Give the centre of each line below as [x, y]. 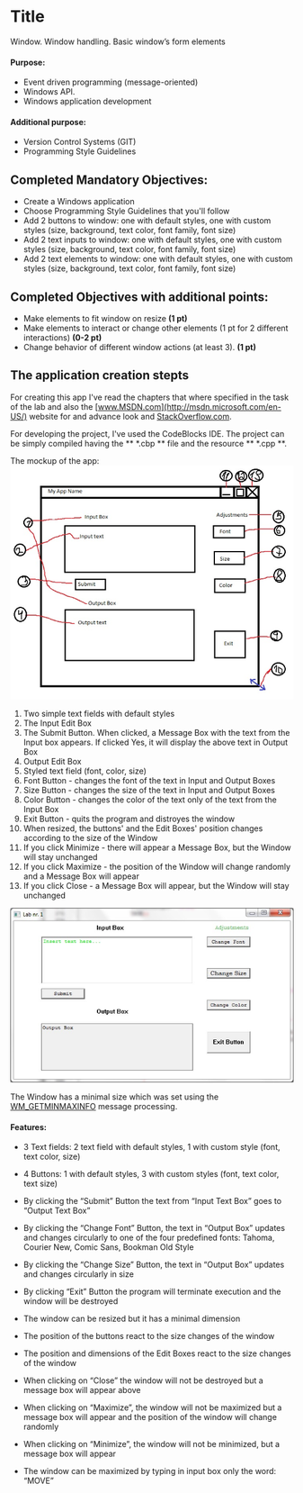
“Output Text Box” [57, 1211]
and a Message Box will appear [81, 876]
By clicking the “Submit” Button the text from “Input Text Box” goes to [152, 1201]
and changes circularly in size [78, 1274]
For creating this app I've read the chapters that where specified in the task [150, 397]
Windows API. [49, 92]
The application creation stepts [100, 376]
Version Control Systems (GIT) [80, 142]
